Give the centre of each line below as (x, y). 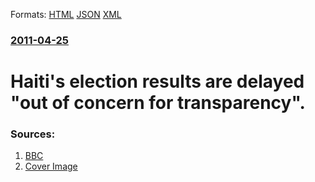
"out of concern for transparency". (158, 103)
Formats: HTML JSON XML (66, 14)
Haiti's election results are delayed (157, 81)
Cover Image (51, 166)
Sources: (33, 134)
